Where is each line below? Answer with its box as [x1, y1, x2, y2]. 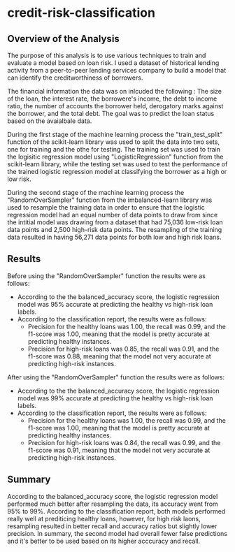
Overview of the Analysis [7, 33, 120, 45]
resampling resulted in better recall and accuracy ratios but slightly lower [7, 522, 218, 530]
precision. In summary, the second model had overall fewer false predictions [7, 529, 227, 537]
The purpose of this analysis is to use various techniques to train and [7, 51, 206, 59]
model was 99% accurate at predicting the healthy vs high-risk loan [17, 393, 213, 402]
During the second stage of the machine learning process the [7, 189, 185, 196]
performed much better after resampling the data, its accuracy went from [7, 500, 218, 508]
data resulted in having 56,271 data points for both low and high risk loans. [7, 233, 222, 241]
